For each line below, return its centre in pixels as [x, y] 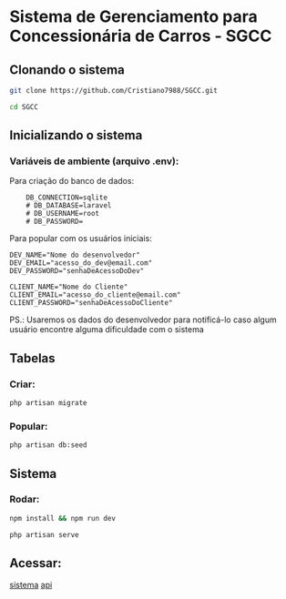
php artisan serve [44, 534]
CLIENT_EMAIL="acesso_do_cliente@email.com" [95, 295]
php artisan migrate [49, 403]
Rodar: [25, 500]
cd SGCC [24, 107]
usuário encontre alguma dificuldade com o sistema [107, 330]
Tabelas [33, 358]
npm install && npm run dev [63, 518]
